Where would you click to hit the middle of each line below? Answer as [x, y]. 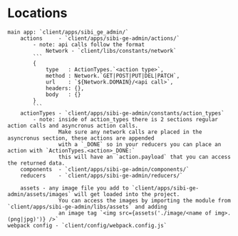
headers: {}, [64, 88]
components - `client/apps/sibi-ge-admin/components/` [105, 169]
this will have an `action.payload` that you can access [145, 157]
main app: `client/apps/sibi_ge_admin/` [68, 32]
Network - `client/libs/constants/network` [111, 51]
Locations [37, 13]
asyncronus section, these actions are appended [81, 138]
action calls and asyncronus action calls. [73, 125]
